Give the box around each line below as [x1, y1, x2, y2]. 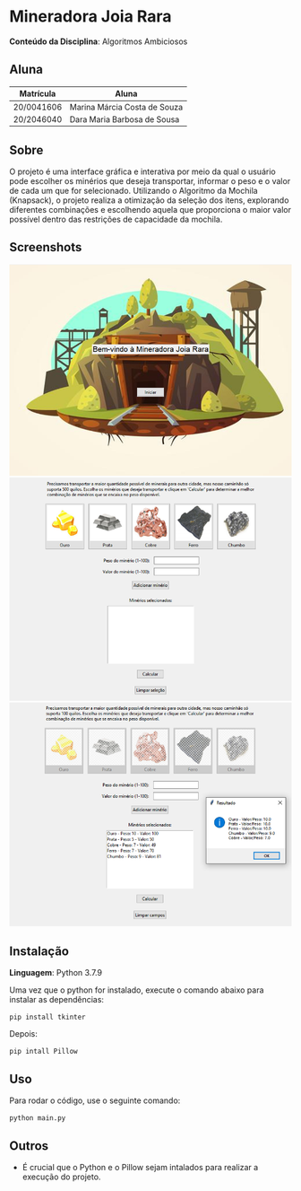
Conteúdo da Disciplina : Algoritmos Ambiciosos [9, 36, 188, 47]
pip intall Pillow [9, 1047, 78, 1056]
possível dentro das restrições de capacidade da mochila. [9, 214, 223, 225]
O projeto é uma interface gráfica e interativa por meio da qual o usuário [9, 166, 276, 177]
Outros [9, 1138, 49, 1153]
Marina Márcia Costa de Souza [69, 101, 184, 112]
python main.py [9, 1114, 66, 1123]
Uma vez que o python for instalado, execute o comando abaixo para [9, 985, 264, 995]
